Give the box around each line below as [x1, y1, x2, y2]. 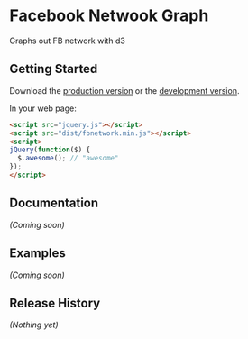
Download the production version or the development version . [9, 85, 240, 96]
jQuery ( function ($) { [9, 145, 91, 154]
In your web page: [9, 103, 77, 114]
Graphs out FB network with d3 [9, 35, 126, 46]
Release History [9, 295, 101, 311]
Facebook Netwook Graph [9, 5, 209, 26]
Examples [9, 245, 66, 261]
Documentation [9, 196, 99, 211]
